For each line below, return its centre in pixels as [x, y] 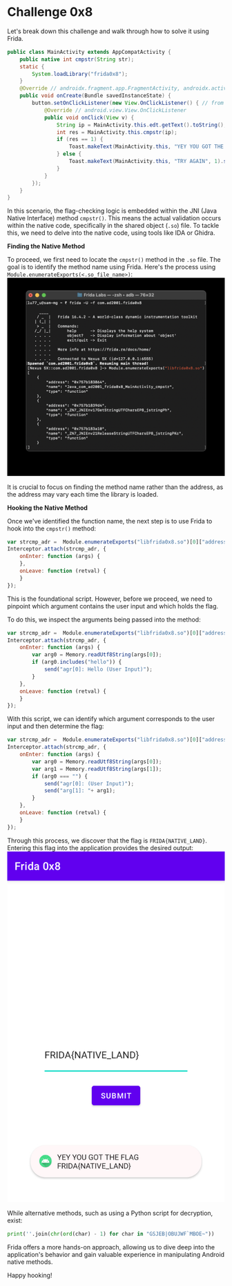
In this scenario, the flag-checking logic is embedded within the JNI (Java [112, 211]
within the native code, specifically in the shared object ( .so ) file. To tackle [113, 226]
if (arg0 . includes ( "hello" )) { [77, 662]
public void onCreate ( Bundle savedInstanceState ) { [95, 96]
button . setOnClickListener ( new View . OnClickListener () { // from [128, 103]
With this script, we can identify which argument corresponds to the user [111, 719]
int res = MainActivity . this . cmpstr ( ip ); [117, 132]
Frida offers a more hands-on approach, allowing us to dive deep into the [111, 1247]
